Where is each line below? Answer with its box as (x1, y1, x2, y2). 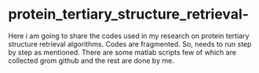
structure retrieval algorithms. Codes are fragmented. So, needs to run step (8, 39, 252, 48)
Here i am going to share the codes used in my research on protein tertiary (8, 31, 250, 40)
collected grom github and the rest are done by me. (8, 56, 174, 65)
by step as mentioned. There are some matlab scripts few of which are (8, 47, 237, 57)
